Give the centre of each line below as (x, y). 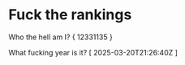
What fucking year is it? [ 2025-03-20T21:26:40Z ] (93, 52)
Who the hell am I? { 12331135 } (61, 37)
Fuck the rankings (70, 15)
